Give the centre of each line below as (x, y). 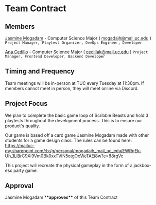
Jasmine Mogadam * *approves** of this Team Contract (61, 197)
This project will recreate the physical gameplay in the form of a (69, 165)
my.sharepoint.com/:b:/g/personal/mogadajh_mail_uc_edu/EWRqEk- (73, 150)
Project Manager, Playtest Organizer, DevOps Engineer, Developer (74, 43)
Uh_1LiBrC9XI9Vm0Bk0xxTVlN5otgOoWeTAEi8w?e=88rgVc (64, 156)
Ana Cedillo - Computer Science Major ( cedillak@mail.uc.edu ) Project (77, 52)
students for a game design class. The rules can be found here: (69, 140)
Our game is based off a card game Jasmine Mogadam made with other (77, 135)
